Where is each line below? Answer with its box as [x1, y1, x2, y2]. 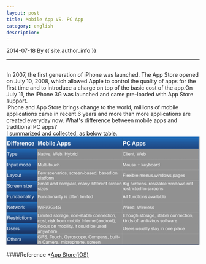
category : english [6, 23, 53, 29]
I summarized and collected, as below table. [6, 130, 118, 138]
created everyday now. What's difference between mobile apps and [6, 117, 178, 124]
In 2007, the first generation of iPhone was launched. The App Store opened [6, 71, 199, 79]
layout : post [6, 10, 40, 16]
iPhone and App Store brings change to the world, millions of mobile [6, 104, 179, 111]
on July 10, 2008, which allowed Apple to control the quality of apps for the [6, 77, 196, 85]
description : [6, 29, 40, 36]
